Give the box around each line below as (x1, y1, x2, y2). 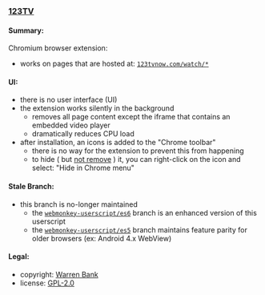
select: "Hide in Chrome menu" (31, 163, 135, 173)
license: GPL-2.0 (19, 278, 74, 288)
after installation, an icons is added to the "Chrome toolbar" (19, 138, 216, 147)
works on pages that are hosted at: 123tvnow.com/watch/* (19, 59, 210, 69)
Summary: (8, 26, 44, 35)
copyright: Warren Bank (19, 269, 98, 279)
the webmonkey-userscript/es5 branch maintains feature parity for (31, 224, 248, 234)
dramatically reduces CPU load (31, 129, 135, 139)
